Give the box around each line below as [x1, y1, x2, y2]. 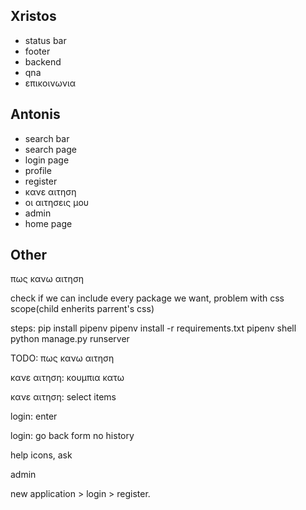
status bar [24, 34, 67, 46]
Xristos [10, 8, 57, 25]
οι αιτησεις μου [24, 196, 90, 208]
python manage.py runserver [10, 333, 130, 345]
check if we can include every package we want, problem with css [10, 292, 285, 304]
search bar [24, 132, 70, 144]
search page [24, 143, 77, 155]
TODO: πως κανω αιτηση [10, 352, 115, 364]
